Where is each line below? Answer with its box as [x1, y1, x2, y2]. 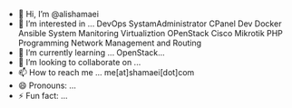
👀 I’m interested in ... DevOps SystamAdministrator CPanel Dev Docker [17, 18, 282, 29]
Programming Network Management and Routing [17, 37, 202, 48]
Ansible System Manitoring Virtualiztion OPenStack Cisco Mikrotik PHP [17, 28, 284, 38]
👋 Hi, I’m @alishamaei [17, 9, 100, 19]
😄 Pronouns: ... [17, 80, 77, 91]
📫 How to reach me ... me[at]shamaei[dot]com [17, 67, 195, 77]
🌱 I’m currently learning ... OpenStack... [17, 47, 165, 58]
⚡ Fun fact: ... [17, 91, 68, 101]
